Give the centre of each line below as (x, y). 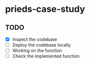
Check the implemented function (46, 56)
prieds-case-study (45, 9)
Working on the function (37, 51)
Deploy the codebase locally (42, 45)
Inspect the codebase (35, 39)
